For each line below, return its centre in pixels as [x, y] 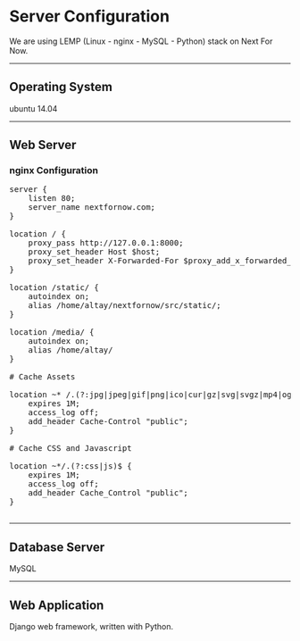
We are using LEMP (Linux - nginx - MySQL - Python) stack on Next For [141, 41]
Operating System [61, 87]
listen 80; [52, 199]
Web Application [57, 605]
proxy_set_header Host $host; [94, 252]
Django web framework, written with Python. [92, 627]
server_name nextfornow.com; [92, 208]
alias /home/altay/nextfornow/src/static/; [125, 306]
